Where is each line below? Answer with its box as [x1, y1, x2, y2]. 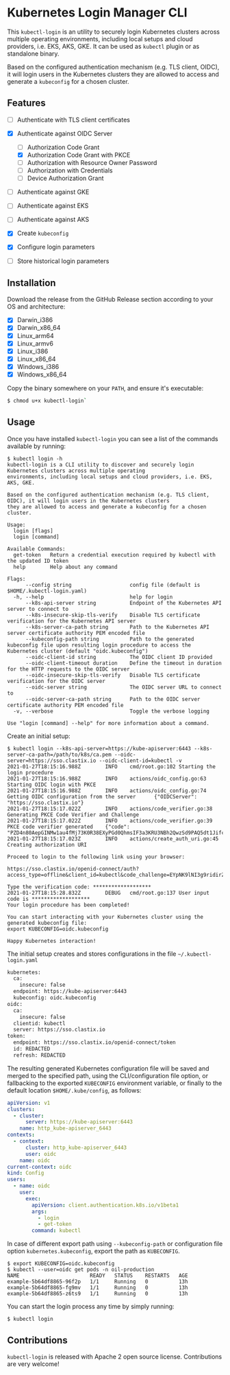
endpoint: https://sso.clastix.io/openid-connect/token [13, 1039, 176, 1046]
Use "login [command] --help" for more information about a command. [7, 719, 210, 726]
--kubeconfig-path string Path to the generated [25, 636, 194, 642]
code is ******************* [7, 895, 90, 902]
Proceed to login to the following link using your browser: [7, 853, 186, 860]
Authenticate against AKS [16, 215, 90, 224]
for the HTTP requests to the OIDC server [7, 665, 130, 673]
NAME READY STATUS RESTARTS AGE [7, 1273, 188, 1279]
